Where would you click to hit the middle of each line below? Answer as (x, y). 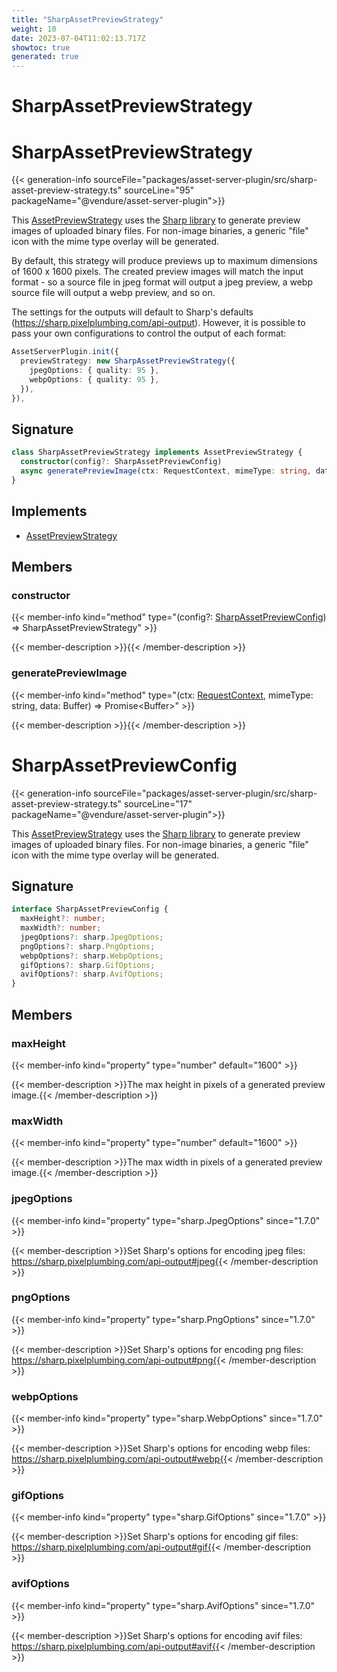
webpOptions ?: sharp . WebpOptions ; (92, 956)
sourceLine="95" (159, 190)
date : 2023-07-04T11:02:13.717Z (78, 38)
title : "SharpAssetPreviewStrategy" (87, 19)
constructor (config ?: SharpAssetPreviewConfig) (121, 462)
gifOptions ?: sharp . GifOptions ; (88, 965)
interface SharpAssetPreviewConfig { (90, 909)
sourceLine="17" (158, 803)
